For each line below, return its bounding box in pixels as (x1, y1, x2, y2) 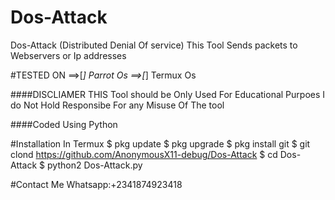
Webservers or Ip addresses (10, 49, 127, 61)
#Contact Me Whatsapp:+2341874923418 (10, 178, 183, 190)
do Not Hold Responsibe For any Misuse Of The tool (10, 99, 225, 111)
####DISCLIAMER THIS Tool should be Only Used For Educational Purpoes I (10, 88, 326, 100)
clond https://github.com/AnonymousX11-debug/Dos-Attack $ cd (10, 148, 278, 160)
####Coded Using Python (10, 118, 118, 130)
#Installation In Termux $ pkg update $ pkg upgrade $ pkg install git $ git (10, 137, 311, 150)
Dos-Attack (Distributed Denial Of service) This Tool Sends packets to (10, 39, 298, 51)
